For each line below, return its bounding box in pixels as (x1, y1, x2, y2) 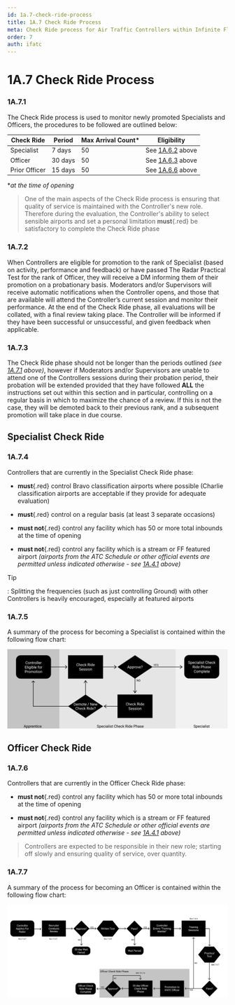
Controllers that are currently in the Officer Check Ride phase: (7, 779, 186, 788)
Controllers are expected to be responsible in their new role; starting (24, 842, 222, 851)
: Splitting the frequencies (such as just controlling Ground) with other (7, 586, 208, 595)
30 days (51, 156, 76, 164)
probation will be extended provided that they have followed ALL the (7, 381, 205, 389)
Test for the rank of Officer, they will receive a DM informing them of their (7, 273, 219, 281)
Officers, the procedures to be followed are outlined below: (7, 120, 178, 129)
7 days (51, 146, 71, 154)
